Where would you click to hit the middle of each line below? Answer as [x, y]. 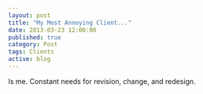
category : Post [33, 45]
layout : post [30, 15]
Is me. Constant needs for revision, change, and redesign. [102, 81]
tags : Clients [31, 52]
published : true [35, 37]
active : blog [30, 60]
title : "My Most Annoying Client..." [70, 23]
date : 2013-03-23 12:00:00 [52, 30]
